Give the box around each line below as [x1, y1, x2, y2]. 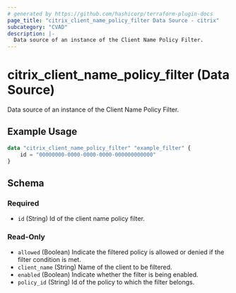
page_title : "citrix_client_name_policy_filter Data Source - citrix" [7, 17, 220, 24]
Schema [7, 177, 45, 189]
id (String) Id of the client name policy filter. [17, 215, 145, 223]
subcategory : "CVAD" [7, 23, 69, 30]
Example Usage [7, 126, 78, 138]
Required [7, 198, 40, 208]
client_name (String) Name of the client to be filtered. [17, 263, 172, 272]
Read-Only [7, 232, 46, 242]
